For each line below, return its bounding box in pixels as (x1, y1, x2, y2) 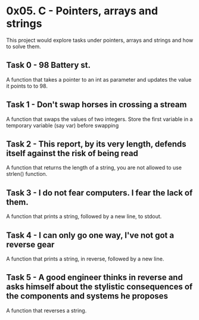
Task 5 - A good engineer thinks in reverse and (6, 272, 183, 282)
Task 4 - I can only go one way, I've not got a (6, 230, 175, 240)
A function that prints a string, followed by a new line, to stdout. (6, 213, 162, 220)
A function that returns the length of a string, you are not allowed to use (6, 164, 182, 171)
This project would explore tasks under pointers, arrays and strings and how (6, 36, 194, 44)
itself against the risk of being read (6, 148, 139, 159)
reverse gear (6, 240, 55, 250)
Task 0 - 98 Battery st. (6, 60, 91, 70)
